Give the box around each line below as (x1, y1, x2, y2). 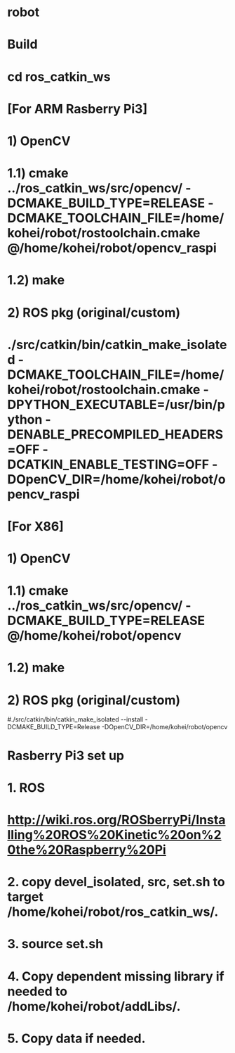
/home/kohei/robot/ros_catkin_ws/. (7, 904, 219, 920)
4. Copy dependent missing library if (7, 969, 224, 984)
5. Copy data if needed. (7, 1030, 146, 1046)
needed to (7, 983, 68, 1000)
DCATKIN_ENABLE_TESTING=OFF (7, 456, 209, 472)
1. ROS (7, 779, 46, 795)
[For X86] (7, 518, 65, 534)
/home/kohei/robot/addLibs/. (7, 998, 181, 1014)
